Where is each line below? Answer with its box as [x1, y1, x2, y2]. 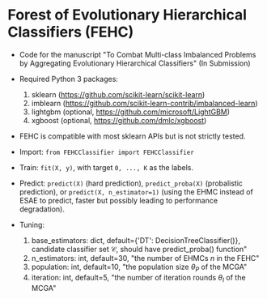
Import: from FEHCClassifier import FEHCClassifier [19, 147, 195, 156]
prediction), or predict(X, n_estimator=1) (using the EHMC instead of [19, 186, 254, 196]
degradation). [19, 204, 66, 214]
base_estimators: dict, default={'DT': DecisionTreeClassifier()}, [31, 235, 240, 245]
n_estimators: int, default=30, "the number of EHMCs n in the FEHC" [31, 253, 260, 263]
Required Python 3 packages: [19, 74, 119, 83]
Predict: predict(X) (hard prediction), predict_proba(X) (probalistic [19, 178, 244, 188]
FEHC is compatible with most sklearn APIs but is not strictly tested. [19, 131, 246, 141]
